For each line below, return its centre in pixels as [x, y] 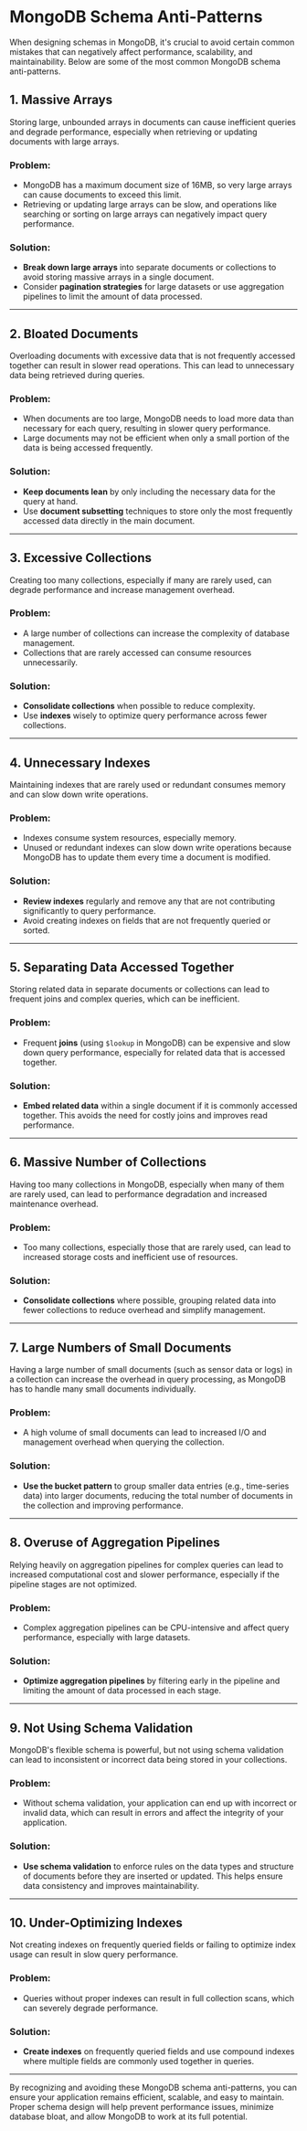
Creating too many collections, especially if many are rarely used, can [141, 580]
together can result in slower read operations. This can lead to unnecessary [152, 366]
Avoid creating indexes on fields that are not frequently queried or [147, 920]
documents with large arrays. [64, 141]
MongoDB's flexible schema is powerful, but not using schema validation [147, 1750]
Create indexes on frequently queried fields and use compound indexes [159, 2051]
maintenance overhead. [54, 1203]
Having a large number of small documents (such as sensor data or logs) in [151, 1370]
